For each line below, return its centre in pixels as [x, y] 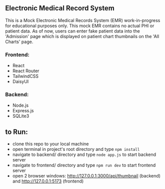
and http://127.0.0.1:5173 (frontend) [48, 181]
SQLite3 [21, 116]
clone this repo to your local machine [50, 144]
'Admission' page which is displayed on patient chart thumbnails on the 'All [82, 36]
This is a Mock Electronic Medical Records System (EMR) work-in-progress [83, 20]
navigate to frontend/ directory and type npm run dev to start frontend [84, 165]
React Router [26, 71]
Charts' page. [19, 42]
